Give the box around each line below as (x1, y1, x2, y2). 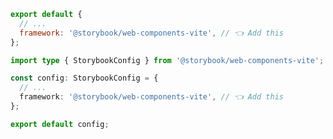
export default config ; (10, 119, 110, 129)
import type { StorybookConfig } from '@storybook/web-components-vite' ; (10, 55, 325, 65)
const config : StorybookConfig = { (10, 73, 159, 84)
